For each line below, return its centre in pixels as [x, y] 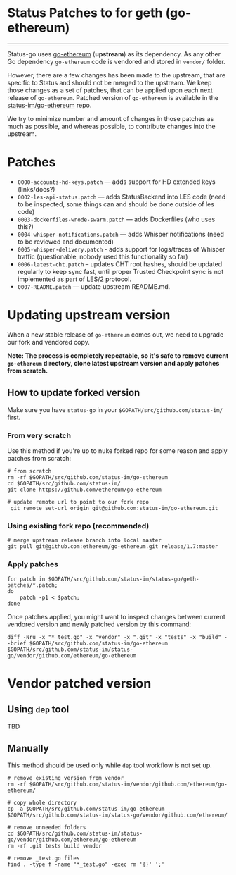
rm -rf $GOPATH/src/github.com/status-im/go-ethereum [88, 477]
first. [14, 417]
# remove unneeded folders [47, 828]
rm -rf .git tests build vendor [54, 846]
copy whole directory [45, 803]
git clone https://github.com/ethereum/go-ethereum [84, 490]
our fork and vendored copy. [48, 342]
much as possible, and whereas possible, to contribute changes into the [111, 126]
